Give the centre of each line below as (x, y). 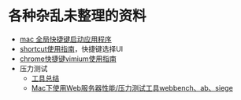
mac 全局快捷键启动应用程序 (65, 39)
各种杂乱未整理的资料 (78, 16)
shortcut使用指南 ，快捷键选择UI (71, 48)
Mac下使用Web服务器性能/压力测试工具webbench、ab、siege (132, 87)
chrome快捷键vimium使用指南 (68, 59)
